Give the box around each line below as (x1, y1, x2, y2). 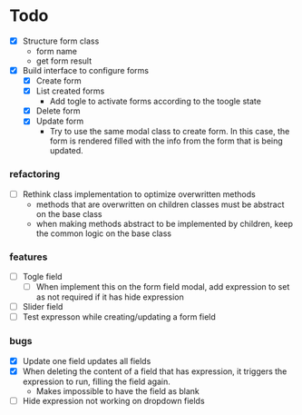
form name (35, 46, 78, 56)
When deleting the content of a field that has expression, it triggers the (22, 365, 287, 377)
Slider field (22, 301, 63, 312)
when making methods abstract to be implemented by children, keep (35, 218, 293, 229)
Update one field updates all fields (22, 355, 151, 366)
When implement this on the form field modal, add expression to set (35, 282, 290, 292)
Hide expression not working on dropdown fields (22, 395, 206, 406)
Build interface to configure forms (22, 65, 150, 75)
